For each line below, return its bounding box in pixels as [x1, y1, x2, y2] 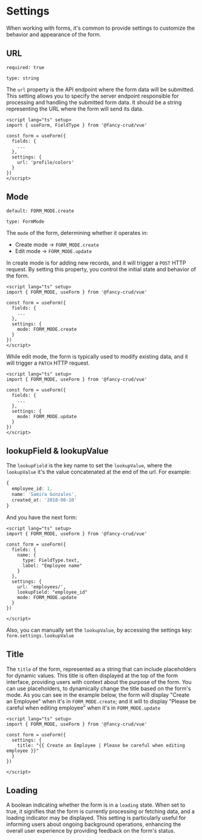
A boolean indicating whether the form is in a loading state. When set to [6, 801, 186, 808]
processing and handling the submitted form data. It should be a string [6, 98, 182, 106]
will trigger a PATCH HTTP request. [6, 359, 90, 367]
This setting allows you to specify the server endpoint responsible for [6, 92, 180, 100]
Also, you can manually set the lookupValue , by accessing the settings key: [6, 626, 192, 634]
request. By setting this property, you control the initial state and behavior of [6, 265, 197, 273]
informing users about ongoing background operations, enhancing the [6, 821, 181, 828]
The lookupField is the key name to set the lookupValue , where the [6, 462, 172, 469]
